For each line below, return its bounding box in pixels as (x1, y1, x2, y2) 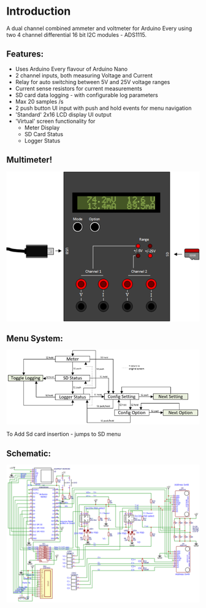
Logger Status (24, 137, 61, 144)
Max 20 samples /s (15, 98, 64, 105)
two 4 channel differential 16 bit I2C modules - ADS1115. (6, 31, 147, 38)
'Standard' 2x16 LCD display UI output (15, 110, 112, 118)
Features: (6, 49, 44, 60)
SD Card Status (24, 130, 63, 137)
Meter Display (24, 124, 60, 131)
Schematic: (6, 448, 51, 458)
